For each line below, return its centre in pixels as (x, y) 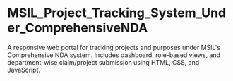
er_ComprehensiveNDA (78, 28)
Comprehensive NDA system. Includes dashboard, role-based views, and (114, 55)
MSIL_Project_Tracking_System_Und (117, 13)
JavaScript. (24, 70)
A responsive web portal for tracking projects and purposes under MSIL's (114, 47)
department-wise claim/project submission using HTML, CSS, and (103, 62)
